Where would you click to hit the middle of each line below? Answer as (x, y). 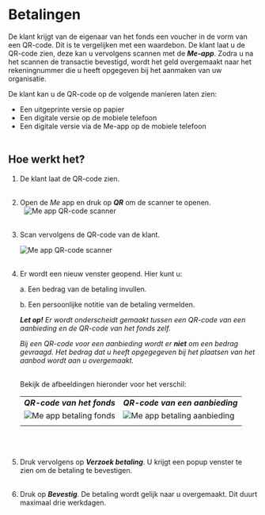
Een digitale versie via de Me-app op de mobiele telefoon (113, 126)
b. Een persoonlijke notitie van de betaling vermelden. (107, 304)
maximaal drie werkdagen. (63, 502)
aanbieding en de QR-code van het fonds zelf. (95, 328)
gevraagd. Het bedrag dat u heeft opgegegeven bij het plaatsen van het (137, 352)
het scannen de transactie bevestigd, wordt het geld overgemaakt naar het (130, 62)
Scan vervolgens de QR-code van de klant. (90, 235)
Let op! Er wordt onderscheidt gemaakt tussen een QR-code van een (132, 319)
